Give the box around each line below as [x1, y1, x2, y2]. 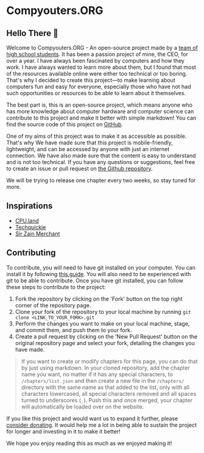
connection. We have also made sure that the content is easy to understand [6, 152, 196, 159]
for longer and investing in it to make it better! [6, 427, 121, 435]
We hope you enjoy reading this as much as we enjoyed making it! [6, 440, 172, 447]
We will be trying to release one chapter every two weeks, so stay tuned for [6, 177, 196, 184]
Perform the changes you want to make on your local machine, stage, [15, 319, 190, 327]
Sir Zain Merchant [15, 230, 60, 237]
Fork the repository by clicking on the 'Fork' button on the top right [15, 295, 183, 302]
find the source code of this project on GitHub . [6, 121, 124, 128]
